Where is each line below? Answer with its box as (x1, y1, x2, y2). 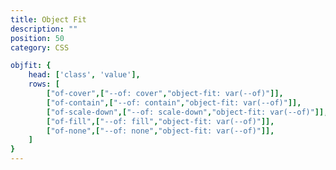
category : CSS (10, 42, 70, 53)
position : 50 (10, 33, 65, 43)
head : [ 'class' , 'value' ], (28, 70, 141, 80)
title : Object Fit (10, 14, 87, 25)
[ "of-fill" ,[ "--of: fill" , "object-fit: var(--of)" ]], (46, 116, 275, 126)
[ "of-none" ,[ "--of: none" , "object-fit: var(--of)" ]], (46, 126, 275, 136)
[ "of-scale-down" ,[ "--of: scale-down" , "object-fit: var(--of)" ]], (46, 107, 329, 117)
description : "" (10, 24, 78, 34)
